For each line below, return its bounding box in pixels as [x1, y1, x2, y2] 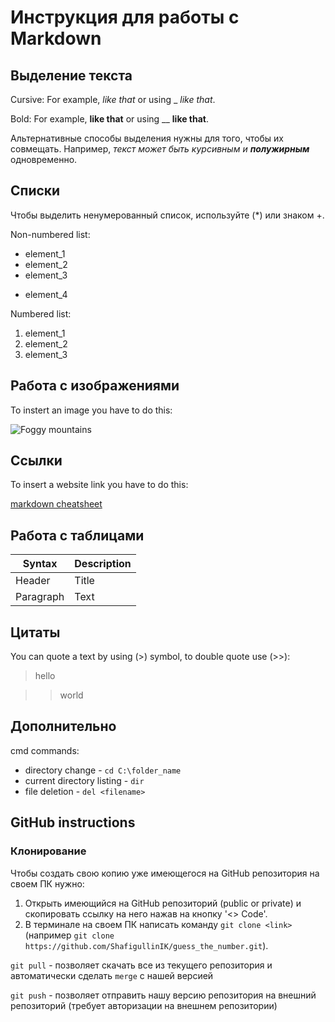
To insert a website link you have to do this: [10, 479, 189, 491]
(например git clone [24, 929, 115, 941]
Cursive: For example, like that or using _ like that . [10, 94, 216, 105]
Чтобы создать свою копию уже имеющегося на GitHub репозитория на [10, 867, 320, 879]
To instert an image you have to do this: [10, 404, 173, 416]
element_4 [24, 288, 68, 300]
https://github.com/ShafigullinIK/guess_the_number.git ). [24, 939, 269, 951]
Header [15, 574, 51, 588]
